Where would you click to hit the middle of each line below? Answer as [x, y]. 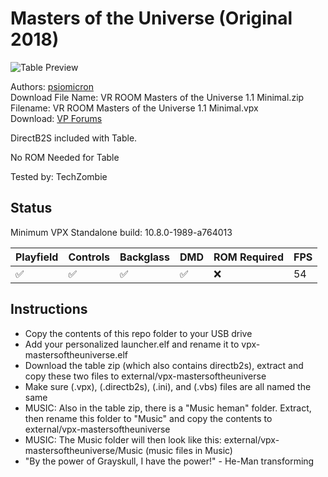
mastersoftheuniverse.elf [76, 354]
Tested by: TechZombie [59, 176]
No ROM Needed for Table [65, 157]
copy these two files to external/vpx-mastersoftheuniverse [145, 376]
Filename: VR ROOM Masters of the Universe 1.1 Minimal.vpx [134, 108]
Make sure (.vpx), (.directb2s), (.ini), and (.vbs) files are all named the [168, 386]
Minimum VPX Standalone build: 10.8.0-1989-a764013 [121, 232]
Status [31, 208]
